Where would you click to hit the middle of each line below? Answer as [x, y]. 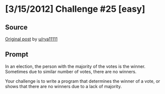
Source [16, 27]
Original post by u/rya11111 [31, 39]
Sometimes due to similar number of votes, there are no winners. [71, 71]
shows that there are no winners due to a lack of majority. [64, 86]
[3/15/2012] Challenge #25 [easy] [75, 9]
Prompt [17, 54]
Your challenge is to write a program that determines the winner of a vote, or [83, 81]
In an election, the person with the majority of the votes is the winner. [75, 66]
